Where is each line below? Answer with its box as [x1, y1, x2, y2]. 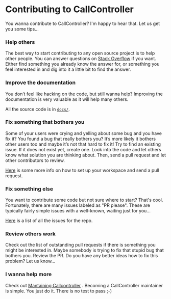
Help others [5, 38, 35, 45]
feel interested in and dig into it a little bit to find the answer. [5, 66, 131, 72]
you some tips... [5, 25, 39, 32]
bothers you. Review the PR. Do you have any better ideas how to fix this [5, 253, 158, 259]
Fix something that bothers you [5, 119, 85, 126]
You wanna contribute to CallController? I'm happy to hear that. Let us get [5, 20, 160, 26]
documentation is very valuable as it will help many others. [5, 96, 129, 102]
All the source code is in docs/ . [5, 106, 70, 112]
